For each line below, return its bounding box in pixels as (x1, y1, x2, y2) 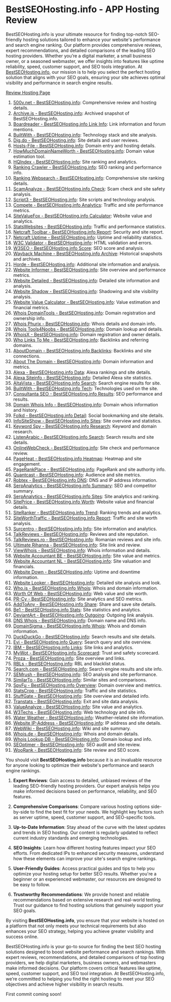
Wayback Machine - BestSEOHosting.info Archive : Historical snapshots (13, 250, 163, 256)
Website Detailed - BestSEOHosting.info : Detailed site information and (13, 277, 160, 283)
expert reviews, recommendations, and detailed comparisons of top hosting (6, 954, 164, 960)
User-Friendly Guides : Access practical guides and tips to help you (13, 865, 155, 871)
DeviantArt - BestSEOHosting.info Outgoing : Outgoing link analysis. (13, 612, 154, 618)
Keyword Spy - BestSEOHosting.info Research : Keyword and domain (13, 423, 157, 429)
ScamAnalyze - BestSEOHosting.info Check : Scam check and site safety (13, 185, 165, 191)
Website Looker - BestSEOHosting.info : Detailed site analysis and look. (13, 579, 161, 586)
